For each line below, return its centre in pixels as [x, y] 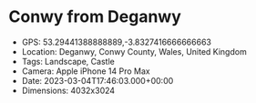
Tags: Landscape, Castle [68, 61]
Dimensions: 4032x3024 [68, 90]
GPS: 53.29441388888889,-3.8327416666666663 [116, 42]
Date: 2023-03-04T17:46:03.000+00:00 [97, 80]
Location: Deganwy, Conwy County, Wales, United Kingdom [134, 51]
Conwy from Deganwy [95, 17]
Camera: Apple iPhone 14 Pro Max [86, 71]
